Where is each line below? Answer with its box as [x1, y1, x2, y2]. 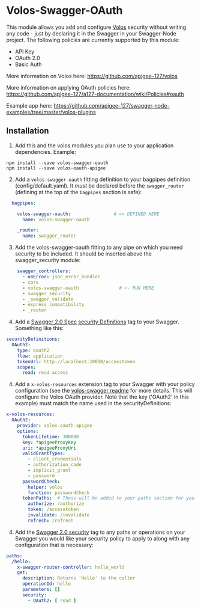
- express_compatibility [22, 302, 85, 308]
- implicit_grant [28, 467, 71, 473]
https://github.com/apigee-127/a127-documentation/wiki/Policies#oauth [6, 90, 184, 97]
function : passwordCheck [28, 489, 90, 496]
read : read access [22, 370, 68, 376]
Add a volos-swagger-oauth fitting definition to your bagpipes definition [14, 176, 191, 183]
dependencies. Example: [14, 148, 76, 155]
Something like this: [14, 325, 64, 332]
